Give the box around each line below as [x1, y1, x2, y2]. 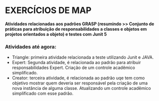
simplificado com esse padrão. [12, 90, 74, 97]
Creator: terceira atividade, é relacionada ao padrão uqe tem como [12, 75, 145, 81]
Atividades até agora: [5, 43, 57, 50]
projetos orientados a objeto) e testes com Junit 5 [5, 31, 107, 37]
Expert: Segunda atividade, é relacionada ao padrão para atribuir [12, 60, 141, 66]
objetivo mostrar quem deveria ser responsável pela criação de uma [12, 80, 148, 86]
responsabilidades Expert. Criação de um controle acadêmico [12, 65, 135, 70]
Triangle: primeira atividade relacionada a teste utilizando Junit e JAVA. [12, 54, 154, 60]
